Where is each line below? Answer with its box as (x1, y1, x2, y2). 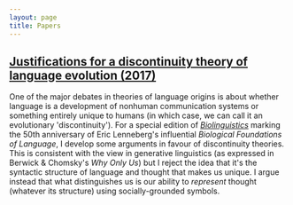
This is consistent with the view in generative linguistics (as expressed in (9, 148, 274, 159)
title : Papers (9, 21, 62, 30)
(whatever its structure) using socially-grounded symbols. (9, 185, 220, 196)
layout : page (9, 12, 58, 22)
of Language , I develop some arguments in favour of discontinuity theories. (9, 138, 285, 149)
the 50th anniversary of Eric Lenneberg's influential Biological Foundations (9, 130, 282, 140)
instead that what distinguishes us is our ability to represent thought (9, 177, 257, 187)
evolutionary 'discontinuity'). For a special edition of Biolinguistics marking (9, 120, 281, 130)
